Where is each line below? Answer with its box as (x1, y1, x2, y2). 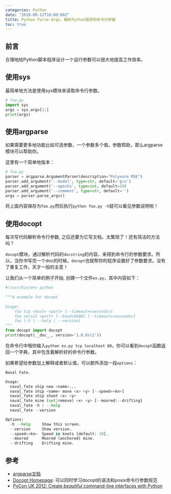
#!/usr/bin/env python (5, 285, 54, 290)
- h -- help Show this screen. (10, 421, 81, 427)
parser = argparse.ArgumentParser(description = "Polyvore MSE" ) (5, 174, 143, 179)
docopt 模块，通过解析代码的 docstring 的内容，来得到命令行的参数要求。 (5, 251, 156, 257)
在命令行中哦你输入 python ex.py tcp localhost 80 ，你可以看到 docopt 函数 (5, 342, 162, 348)
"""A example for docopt (5, 295, 58, 300)
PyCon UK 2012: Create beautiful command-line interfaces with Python (12, 483, 163, 489)
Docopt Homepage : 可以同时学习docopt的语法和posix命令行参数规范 (12, 477, 158, 483)
